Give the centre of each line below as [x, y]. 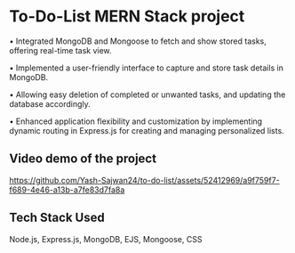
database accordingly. [50, 103]
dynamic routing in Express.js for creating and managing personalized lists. [147, 130]
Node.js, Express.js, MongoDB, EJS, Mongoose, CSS [106, 239]
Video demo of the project [83, 159]
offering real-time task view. [61, 50]
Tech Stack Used [57, 218]
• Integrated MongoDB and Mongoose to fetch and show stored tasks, [138, 41]
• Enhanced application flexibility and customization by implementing [136, 121]
